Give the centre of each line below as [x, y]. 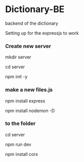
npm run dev [18, 144]
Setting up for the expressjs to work [42, 33]
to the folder [20, 124]
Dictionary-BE [35, 9]
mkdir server [18, 57]
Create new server [28, 46]
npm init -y [16, 77]
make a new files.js [29, 90]
